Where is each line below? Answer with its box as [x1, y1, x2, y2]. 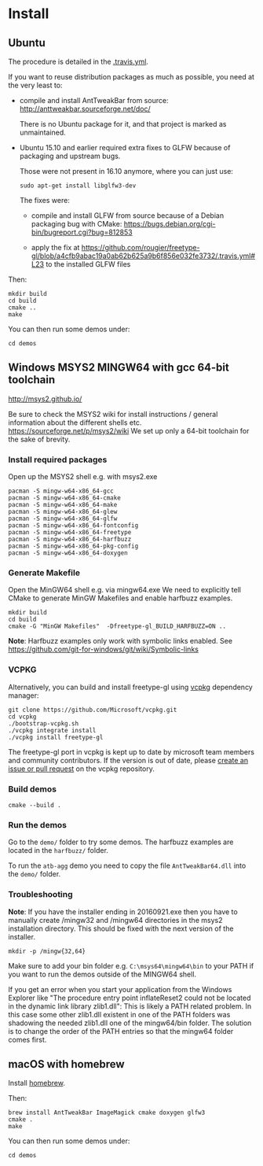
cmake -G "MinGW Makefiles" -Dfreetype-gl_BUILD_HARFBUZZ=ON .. [8, 622, 226, 630]
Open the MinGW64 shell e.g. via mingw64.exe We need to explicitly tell [8, 585, 242, 595]
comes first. [8, 1035, 47, 1044]
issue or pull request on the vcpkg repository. [8, 764, 155, 773]
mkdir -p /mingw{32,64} [8, 947, 86, 955]
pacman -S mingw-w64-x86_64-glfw [8, 515, 118, 523]
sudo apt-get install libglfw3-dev [19, 182, 137, 190]
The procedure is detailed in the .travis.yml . [8, 57, 149, 66]
